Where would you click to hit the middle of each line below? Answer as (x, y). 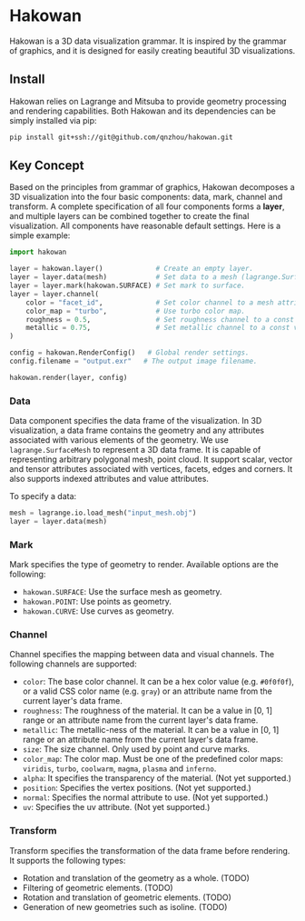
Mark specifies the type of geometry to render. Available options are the (144, 565)
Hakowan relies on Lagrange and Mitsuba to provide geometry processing (148, 101)
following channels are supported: (74, 664)
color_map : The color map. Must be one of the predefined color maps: (152, 759)
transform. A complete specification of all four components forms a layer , (147, 206)
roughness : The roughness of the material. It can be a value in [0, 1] (148, 711)
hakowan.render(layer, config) (69, 377)
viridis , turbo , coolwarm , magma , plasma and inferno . (119, 768)
